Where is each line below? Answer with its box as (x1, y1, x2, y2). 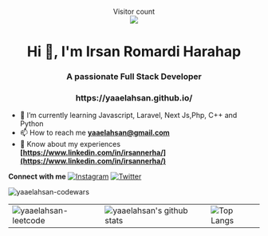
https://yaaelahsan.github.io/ (75, 92, 193, 104)
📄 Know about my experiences (19, 140, 121, 149)
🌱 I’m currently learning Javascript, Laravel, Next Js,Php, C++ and (19, 111, 238, 120)
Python (19, 119, 44, 128)
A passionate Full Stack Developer (66, 71, 202, 82)
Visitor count (112, 7, 156, 16)
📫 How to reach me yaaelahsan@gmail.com (19, 128, 170, 138)
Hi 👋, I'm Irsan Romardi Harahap (26, 43, 242, 61)
